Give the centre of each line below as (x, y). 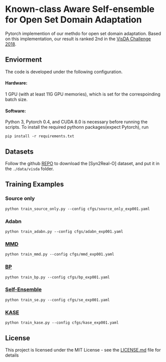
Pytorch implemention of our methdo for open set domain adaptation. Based (83, 33)
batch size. (16, 99)
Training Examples (35, 184)
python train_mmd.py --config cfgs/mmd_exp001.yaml (60, 255)
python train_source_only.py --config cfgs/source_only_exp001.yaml (78, 209)
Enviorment (24, 60)
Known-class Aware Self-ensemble (80, 9)
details (12, 355)
